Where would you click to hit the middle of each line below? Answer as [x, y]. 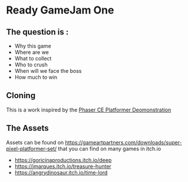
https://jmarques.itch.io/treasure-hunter [63, 166]
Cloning [21, 95]
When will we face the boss [48, 71]
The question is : [37, 32]
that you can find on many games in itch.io [110, 149]
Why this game [33, 46]
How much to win [36, 77]
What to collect [33, 58]
